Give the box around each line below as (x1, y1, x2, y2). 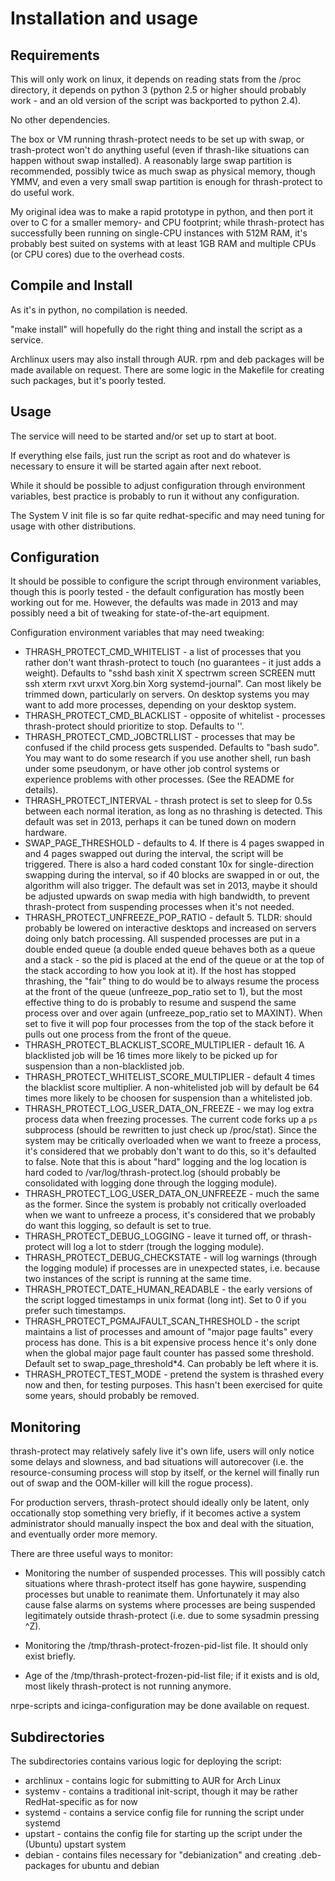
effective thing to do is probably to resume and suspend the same (24, 997, 297, 1009)
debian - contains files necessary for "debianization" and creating (24, 1849, 297, 1861)
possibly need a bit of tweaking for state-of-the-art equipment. (10, 607, 270, 619)
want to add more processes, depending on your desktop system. (24, 699, 297, 711)
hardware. (24, 827, 68, 839)
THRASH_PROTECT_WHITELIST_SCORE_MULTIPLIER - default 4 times (24, 1071, 316, 1083)
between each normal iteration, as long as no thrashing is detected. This (24, 805, 323, 817)
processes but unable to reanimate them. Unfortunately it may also (24, 1588, 300, 1601)
